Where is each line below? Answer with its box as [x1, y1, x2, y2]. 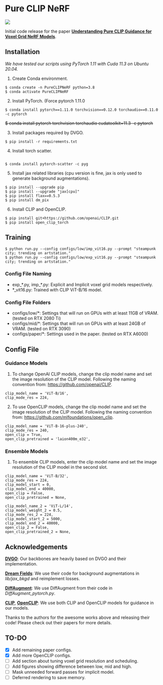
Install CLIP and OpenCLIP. [12, 206, 66, 212]
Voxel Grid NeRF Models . [5, 33, 57, 39]
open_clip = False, [5, 491, 45, 496]
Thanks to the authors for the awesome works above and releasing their [5, 614, 150, 620]
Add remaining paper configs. [12, 647, 72, 653]
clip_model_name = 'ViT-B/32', [5, 474, 69, 479]
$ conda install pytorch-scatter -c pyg [5, 161, 89, 167]
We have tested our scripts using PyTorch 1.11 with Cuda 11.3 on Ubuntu [5, 61, 149, 67]
